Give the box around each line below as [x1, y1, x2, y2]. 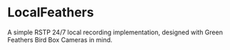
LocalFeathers [7, 4, 94, 21]
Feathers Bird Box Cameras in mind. [7, 35, 113, 44]
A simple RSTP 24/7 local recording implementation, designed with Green [7, 28, 223, 36]
